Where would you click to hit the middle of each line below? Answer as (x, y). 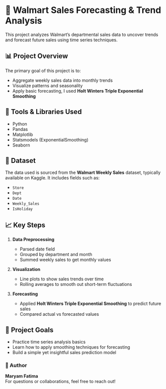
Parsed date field (37, 249)
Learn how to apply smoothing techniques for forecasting (71, 347)
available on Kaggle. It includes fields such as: (52, 178)
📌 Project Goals (29, 330)
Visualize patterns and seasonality (47, 85)
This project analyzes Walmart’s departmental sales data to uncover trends (82, 34)
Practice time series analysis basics (49, 342)
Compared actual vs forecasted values (59, 314)
